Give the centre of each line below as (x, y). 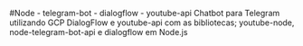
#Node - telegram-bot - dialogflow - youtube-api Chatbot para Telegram (145, 13)
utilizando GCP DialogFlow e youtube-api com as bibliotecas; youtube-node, (152, 23)
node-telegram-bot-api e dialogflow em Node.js (99, 32)
